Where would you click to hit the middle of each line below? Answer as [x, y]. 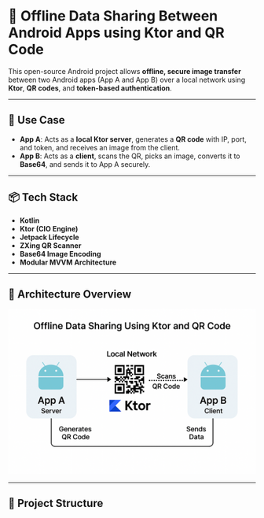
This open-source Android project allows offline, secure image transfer [125, 71]
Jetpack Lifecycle [49, 237]
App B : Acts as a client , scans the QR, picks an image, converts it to [130, 156]
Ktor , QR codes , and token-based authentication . [90, 88]
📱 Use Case [37, 120]
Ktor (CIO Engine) [49, 228]
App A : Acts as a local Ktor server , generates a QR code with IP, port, [133, 139]
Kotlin [29, 220]
